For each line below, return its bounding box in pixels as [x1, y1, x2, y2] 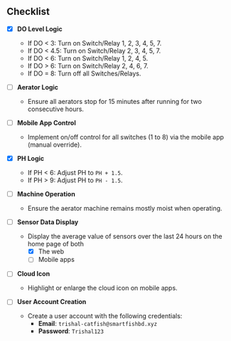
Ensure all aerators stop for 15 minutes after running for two [27, 97, 202, 105]
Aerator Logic [16, 83, 58, 91]
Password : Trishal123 [38, 327, 104, 335]
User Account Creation [16, 298, 87, 306]
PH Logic [16, 154, 45, 162]
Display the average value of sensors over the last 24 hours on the [27, 232, 222, 241]
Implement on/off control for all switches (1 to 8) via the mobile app [27, 133, 225, 141]
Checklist [6, 6, 50, 18]
